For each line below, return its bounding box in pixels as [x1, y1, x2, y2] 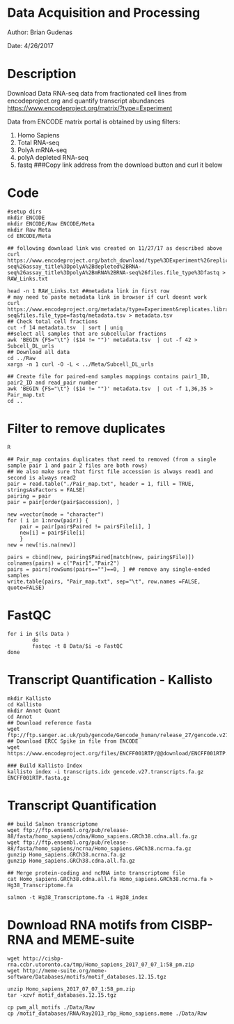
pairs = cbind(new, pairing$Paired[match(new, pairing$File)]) [7, 554, 195, 561]
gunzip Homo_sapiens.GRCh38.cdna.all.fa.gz [7, 857, 136, 864]
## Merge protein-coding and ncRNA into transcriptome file [7, 869, 186, 877]
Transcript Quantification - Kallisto [7, 671, 213, 688]
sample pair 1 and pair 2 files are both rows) [7, 462, 148, 469]
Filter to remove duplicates [7, 421, 166, 436]
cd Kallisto [7, 701, 42, 708]
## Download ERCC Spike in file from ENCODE [7, 738, 139, 745]
